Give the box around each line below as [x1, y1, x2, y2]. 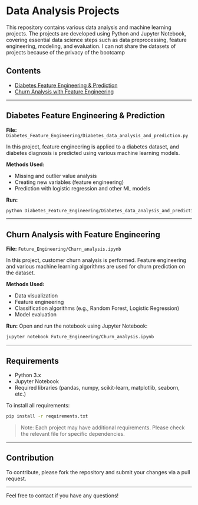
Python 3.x [14, 371, 41, 378]
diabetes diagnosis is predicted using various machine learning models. [6, 149, 180, 156]
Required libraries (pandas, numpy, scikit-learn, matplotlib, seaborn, [14, 384, 180, 391]
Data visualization [14, 292, 58, 299]
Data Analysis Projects [6, 4, 120, 18]
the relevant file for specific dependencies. [20, 430, 125, 437]
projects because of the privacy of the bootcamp [6, 48, 125, 56]
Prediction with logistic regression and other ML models [14, 184, 150, 192]
